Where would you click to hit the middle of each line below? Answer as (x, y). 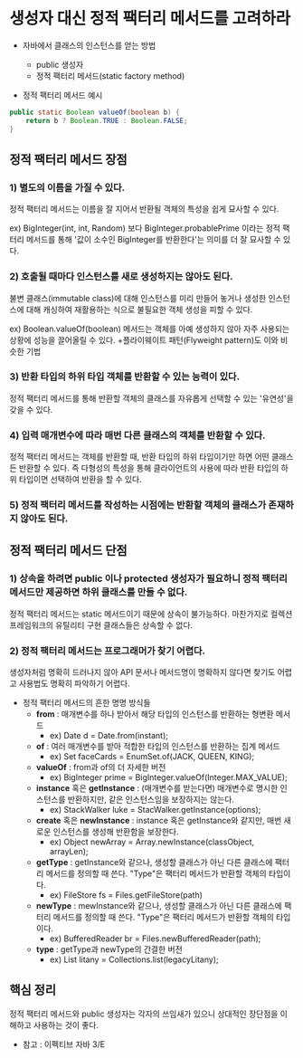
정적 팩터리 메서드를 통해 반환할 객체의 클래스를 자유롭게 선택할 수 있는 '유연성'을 (151, 398)
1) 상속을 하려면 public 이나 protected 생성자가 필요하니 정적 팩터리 (148, 578)
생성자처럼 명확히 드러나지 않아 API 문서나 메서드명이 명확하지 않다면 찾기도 (142, 672)
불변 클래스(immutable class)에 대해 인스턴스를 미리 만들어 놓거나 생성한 (138, 298)
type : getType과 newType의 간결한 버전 (109, 949)
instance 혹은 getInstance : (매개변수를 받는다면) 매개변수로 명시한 (157, 788)
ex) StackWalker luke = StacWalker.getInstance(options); (155, 810)
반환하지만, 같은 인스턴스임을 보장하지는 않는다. (151, 800)
